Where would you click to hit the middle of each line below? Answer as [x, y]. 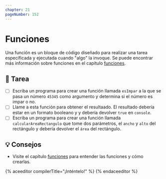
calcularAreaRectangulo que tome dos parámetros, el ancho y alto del [84, 124]
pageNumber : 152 [22, 14]
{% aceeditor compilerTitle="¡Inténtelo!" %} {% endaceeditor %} [72, 172]
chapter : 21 [17, 10]
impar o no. [24, 102]
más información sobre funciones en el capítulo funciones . [66, 63]
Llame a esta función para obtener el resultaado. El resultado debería [83, 107]
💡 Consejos [23, 144]
